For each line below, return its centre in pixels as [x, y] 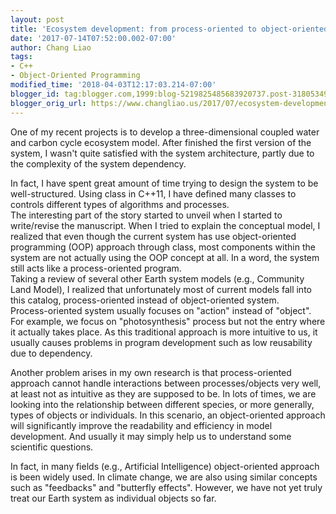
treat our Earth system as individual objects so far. [113, 498]
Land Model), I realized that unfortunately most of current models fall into [161, 289]
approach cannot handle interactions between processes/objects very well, [166, 383]
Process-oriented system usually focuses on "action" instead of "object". [161, 310]
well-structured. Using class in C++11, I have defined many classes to [153, 193]
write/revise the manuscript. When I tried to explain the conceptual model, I [165, 225]
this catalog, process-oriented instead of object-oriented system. [145, 300]
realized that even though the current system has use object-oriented [153, 236]
